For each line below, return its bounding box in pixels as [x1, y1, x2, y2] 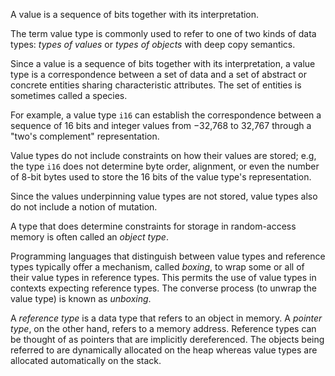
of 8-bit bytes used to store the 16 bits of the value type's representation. [10, 171, 312, 183]
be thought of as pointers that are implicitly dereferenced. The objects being [10, 334, 325, 345]
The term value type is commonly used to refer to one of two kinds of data [10, 28, 317, 39]
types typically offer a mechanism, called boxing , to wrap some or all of [10, 261, 305, 273]
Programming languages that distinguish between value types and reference [10, 250, 326, 262]
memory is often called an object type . [10, 231, 169, 243]
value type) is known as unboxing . [10, 293, 152, 304]
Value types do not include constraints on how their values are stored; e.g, [10, 150, 317, 161]
